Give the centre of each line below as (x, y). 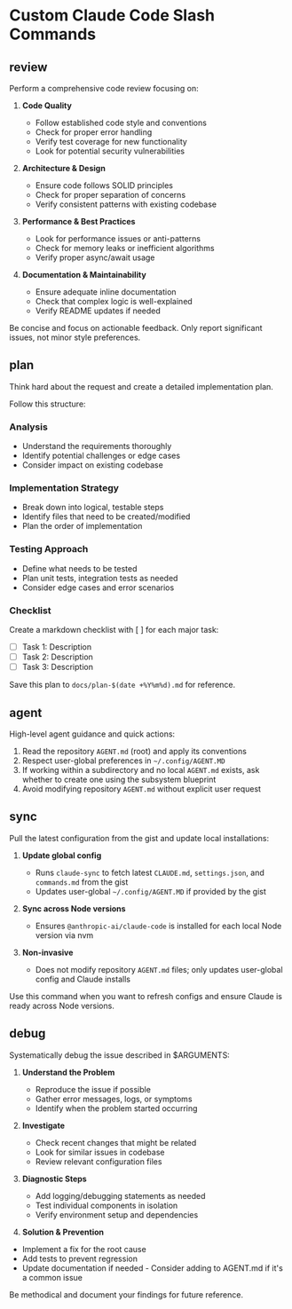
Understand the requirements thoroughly (97, 446)
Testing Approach (49, 549)
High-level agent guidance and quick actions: (92, 734)
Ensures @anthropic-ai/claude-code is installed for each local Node (158, 926)
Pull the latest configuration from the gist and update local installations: (139, 838)
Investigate (43, 1125)
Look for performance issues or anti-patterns (118, 239)
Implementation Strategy (64, 488)
